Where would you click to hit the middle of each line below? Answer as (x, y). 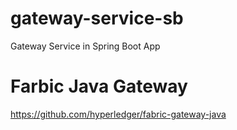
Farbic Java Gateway (99, 86)
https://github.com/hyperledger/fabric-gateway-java (118, 114)
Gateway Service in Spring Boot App (85, 46)
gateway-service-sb (97, 18)
